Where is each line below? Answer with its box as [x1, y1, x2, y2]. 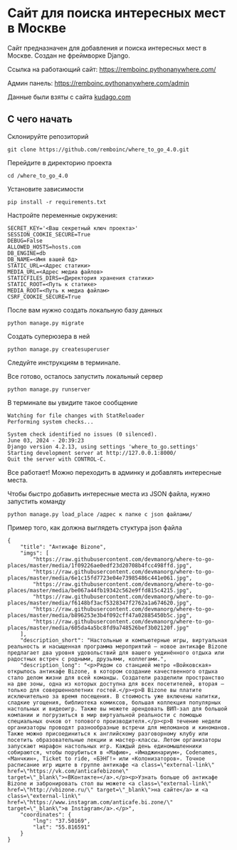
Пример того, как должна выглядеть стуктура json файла [7, 523, 183, 532]
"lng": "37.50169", [33, 817, 91, 824]
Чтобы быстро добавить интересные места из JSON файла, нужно [7, 489, 211, 498]
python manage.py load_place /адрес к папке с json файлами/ [7, 510, 193, 518]
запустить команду [7, 497, 66, 505]
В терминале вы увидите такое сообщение [7, 398, 138, 406]
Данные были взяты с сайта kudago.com [7, 93, 132, 101]
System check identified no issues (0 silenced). [7, 431, 158, 438]
